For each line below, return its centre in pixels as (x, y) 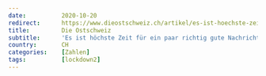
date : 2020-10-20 (53, 15)
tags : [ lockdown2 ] (55, 60)
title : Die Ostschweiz (60, 30)
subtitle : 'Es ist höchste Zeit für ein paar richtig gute (116, 38)
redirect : (25, 23)
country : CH (38, 45)
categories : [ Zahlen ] (49, 52)
